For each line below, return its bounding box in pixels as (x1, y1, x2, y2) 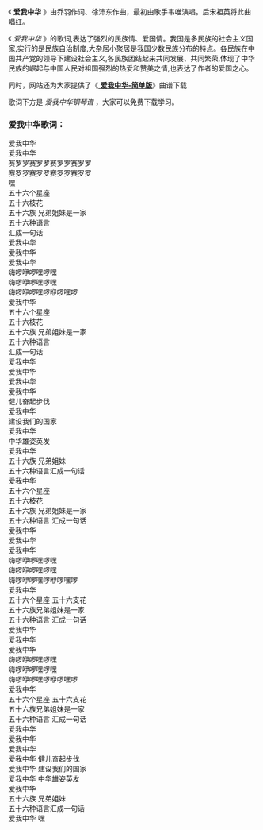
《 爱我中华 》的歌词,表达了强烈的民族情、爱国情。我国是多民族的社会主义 (8, 34, 247, 43)
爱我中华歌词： (8, 118, 66, 129)
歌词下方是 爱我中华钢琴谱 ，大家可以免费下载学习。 (8, 98, 179, 106)
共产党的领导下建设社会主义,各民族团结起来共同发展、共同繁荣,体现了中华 (14, 54, 256, 63)
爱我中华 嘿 (8, 813, 45, 824)
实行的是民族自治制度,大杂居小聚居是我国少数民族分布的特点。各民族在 (17, 44, 249, 53)
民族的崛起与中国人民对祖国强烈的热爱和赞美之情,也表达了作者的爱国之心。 (8, 64, 253, 73)
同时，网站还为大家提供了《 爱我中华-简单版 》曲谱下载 (8, 80, 188, 90)
